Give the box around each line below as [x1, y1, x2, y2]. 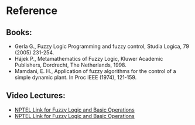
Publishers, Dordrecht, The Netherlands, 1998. [14, 61, 127, 68]
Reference [6, 4, 57, 18]
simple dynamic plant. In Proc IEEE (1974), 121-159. [14, 74, 137, 81]
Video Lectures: [6, 91, 66, 100]
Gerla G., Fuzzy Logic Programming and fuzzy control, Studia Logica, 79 [14, 43, 189, 50]
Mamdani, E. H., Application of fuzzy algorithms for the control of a [14, 68, 177, 74]
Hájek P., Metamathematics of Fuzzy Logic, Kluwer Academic [14, 55, 163, 62]
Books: [6, 27, 32, 37]
